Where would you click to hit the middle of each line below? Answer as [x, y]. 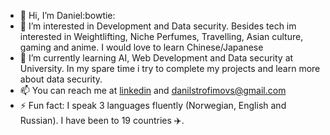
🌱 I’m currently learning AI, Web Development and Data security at [156, 58]
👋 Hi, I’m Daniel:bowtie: [67, 15]
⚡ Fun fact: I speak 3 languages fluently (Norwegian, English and [153, 105]
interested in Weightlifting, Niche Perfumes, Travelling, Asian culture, [161, 36]
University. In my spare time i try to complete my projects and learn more [170, 68]
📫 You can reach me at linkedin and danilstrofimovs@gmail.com [153, 90]
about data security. [61, 79]
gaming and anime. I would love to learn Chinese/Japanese [141, 47]
